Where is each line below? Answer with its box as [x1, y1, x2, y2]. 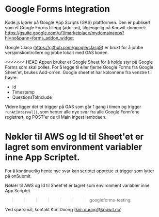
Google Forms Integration [5, 3, 110, 15]
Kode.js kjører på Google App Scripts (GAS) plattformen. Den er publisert [5, 19, 151, 25]
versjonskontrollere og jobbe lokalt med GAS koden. [5, 50, 109, 55]
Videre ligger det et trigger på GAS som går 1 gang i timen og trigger [5, 104, 142, 109]
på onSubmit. [5, 173, 32, 179]
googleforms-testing [89, 197, 131, 203]
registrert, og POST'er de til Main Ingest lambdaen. [5, 114, 107, 120]
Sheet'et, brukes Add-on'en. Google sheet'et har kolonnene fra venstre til [5, 69, 152, 75]
